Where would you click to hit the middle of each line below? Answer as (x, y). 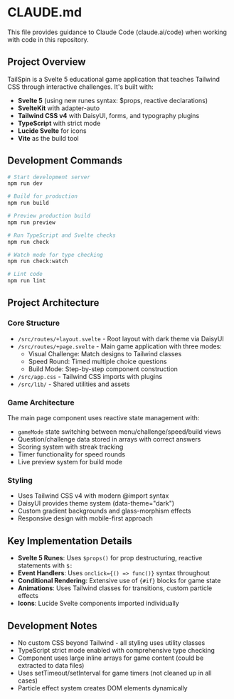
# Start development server (49, 177)
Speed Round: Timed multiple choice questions (97, 361)
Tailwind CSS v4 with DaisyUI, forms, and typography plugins (108, 115)
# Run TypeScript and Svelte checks (62, 235)
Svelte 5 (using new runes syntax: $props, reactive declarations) (113, 100)
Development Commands (65, 161)
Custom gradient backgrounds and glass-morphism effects (105, 511)
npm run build (28, 203)
